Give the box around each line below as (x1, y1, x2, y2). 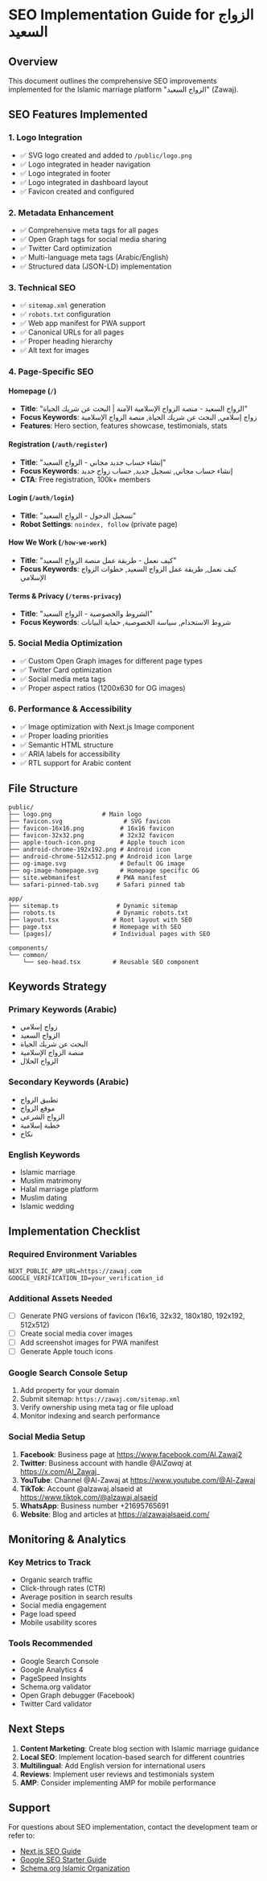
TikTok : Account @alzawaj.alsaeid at (19, 1484, 143, 1493)
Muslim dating (19, 1193, 68, 1202)
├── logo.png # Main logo (8, 810, 142, 818)
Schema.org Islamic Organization (19, 1863, 130, 1873)
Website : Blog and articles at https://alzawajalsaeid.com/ (19, 1509, 210, 1519)
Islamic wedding (19, 1201, 75, 1211)
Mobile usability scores (19, 1618, 97, 1628)
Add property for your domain (19, 1386, 120, 1395)
